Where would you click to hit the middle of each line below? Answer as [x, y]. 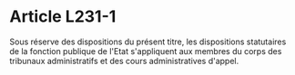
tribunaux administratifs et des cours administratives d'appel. [124, 61]
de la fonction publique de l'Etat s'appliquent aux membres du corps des [146, 51]
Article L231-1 [63, 17]
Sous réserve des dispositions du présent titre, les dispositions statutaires [148, 42]
